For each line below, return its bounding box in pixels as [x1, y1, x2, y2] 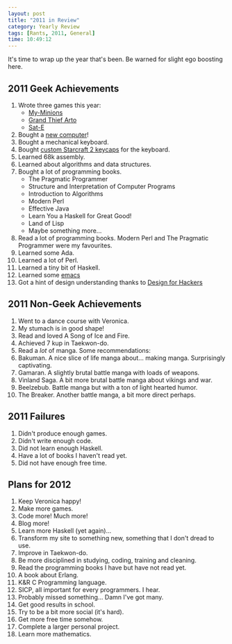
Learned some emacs [17, 270, 81, 279]
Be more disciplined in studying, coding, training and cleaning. [17, 556, 197, 565]
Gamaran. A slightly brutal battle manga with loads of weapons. [17, 368, 200, 377]
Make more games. [17, 504, 74, 513]
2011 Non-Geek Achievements [8, 298, 142, 310]
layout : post [8, 10, 46, 17]
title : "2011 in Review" [8, 17, 80, 24]
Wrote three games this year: [17, 101, 101, 109]
